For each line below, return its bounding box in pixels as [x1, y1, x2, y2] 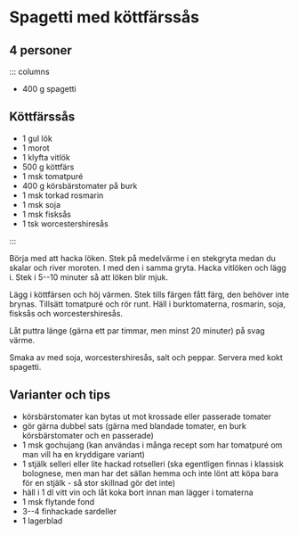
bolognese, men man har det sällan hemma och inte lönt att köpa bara [21, 467, 278, 479]
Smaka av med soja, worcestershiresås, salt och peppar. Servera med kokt [9, 351, 283, 363]
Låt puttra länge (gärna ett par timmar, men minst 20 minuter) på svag [9, 325, 265, 336]
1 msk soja [21, 199, 60, 210]
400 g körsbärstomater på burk [21, 180, 138, 191]
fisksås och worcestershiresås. [9, 308, 123, 318]
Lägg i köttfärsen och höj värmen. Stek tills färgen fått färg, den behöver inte [9, 289, 289, 300]
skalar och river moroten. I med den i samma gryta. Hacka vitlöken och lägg [9, 262, 286, 273]
